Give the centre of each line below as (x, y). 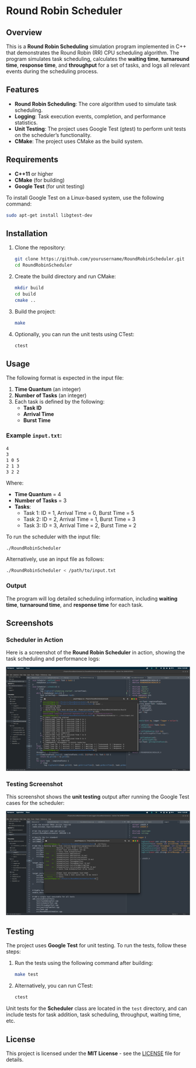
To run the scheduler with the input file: (53, 537)
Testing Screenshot (34, 784)
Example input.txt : (34, 436)
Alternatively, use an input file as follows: (55, 559)
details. (15, 1059)
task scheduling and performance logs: (53, 659)
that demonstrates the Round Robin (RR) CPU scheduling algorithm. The (93, 53)
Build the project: (35, 311)
